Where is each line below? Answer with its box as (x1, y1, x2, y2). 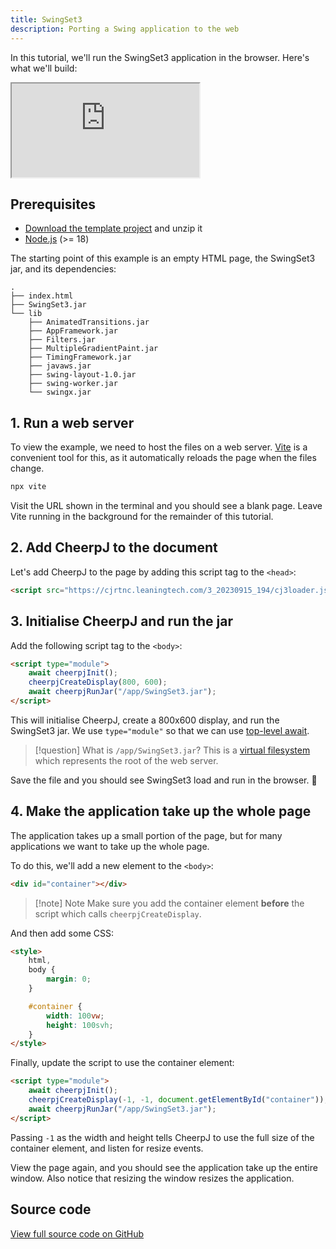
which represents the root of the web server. (34, 754, 219, 766)
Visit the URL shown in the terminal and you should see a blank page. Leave (10, 500, 323, 511)
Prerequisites (10, 196, 96, 213)
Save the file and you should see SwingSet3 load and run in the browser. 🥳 (10, 774, 318, 786)
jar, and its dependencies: (10, 263, 117, 275)
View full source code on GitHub (10, 1227, 145, 1240)
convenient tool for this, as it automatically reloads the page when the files (10, 452, 317, 464)
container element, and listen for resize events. (10, 1142, 204, 1154)
